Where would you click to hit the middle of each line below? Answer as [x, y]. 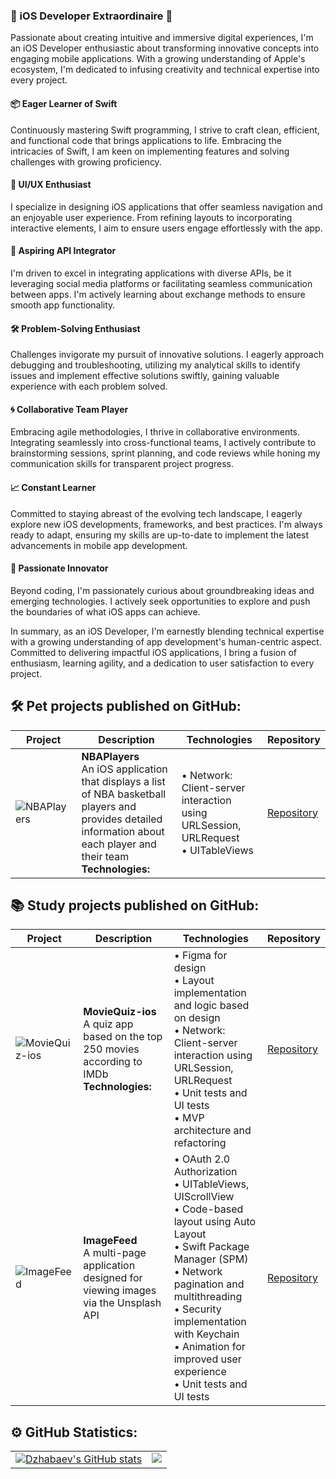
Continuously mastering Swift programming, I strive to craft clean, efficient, [165, 130]
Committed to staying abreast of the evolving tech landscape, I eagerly [156, 513]
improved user [207, 1359]
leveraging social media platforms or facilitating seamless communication [161, 283]
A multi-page [115, 1253]
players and [109, 806]
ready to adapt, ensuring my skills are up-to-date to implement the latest [160, 535]
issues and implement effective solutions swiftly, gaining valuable [145, 376]
